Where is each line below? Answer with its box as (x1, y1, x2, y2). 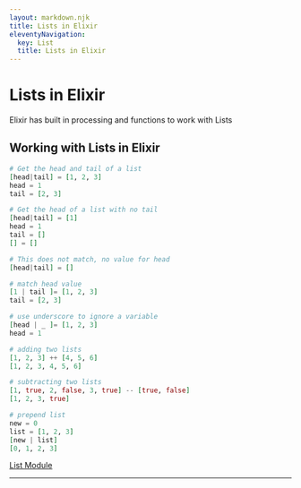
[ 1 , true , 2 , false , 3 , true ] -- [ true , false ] (9, 386, 191, 395)
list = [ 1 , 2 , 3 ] (9, 427, 74, 436)
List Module (9, 460, 53, 471)
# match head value (9, 279, 82, 288)
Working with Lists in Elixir (9, 141, 160, 156)
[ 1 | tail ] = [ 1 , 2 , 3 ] (9, 287, 99, 296)
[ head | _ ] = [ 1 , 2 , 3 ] (9, 321, 99, 330)
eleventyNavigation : (9, 30, 87, 39)
